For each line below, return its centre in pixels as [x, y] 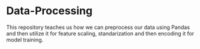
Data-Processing [50, 11]
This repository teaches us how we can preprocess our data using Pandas [98, 27]
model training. [25, 40]
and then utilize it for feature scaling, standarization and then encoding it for [100, 33]
